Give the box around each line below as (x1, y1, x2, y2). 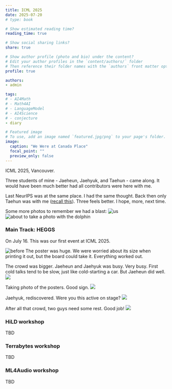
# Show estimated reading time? (5, 26, 74, 31)
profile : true (5, 69, 36, 74)
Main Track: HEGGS (5, 226, 55, 233)
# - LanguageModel (5, 106, 45, 111)
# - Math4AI (5, 101, 31, 106)
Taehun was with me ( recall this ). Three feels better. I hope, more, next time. (5, 198, 166, 204)
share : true (5, 45, 31, 50)
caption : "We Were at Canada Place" (10, 144, 88, 149)
